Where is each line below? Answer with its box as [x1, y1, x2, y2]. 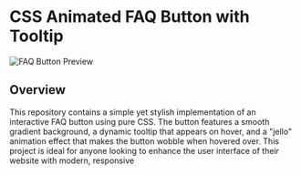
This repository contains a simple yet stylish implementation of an [9, 107, 257, 118]
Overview [9, 82, 67, 98]
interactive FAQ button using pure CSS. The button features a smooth [9, 116, 270, 127]
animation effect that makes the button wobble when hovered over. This [9, 135, 280, 147]
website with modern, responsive [9, 155, 135, 166]
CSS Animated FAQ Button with [9, 6, 250, 27]
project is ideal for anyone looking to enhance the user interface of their [9, 145, 280, 156]
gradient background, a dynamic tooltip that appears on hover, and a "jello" [9, 126, 293, 137]
